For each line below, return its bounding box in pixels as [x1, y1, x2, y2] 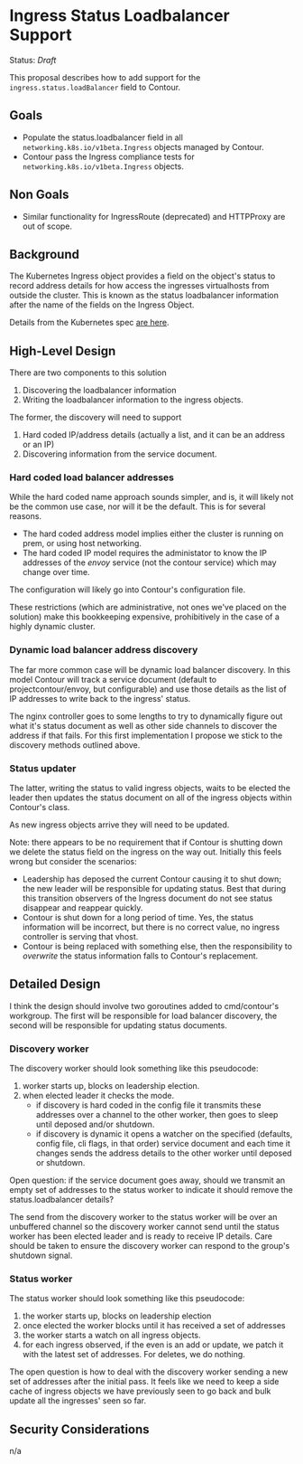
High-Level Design [9, 343, 116, 358]
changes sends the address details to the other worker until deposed [35, 1148, 292, 1158]
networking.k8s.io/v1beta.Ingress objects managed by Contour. [22, 141, 264, 152]
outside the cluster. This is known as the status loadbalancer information [9, 290, 280, 301]
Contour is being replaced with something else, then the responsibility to [22, 941, 293, 952]
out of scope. [22, 221, 73, 231]
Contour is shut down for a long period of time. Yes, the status [22, 912, 254, 923]
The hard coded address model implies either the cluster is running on [22, 528, 284, 539]
